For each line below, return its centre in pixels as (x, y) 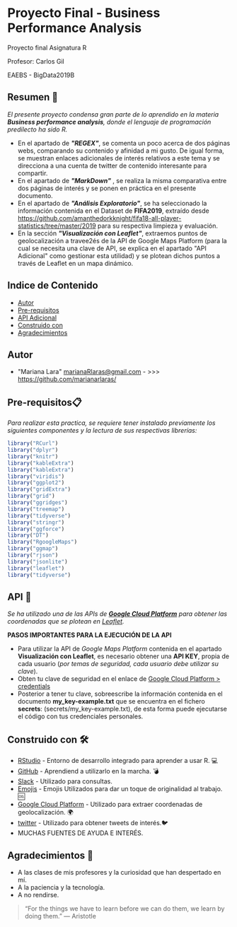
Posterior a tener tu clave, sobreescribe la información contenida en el (120, 694)
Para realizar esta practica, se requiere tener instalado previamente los (111, 423)
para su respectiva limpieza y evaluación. (158, 226)
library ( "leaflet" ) (36, 568)
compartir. (33, 173)
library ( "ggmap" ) (33, 549)
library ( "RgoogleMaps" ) (42, 542)
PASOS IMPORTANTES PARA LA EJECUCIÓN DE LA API (89, 635)
